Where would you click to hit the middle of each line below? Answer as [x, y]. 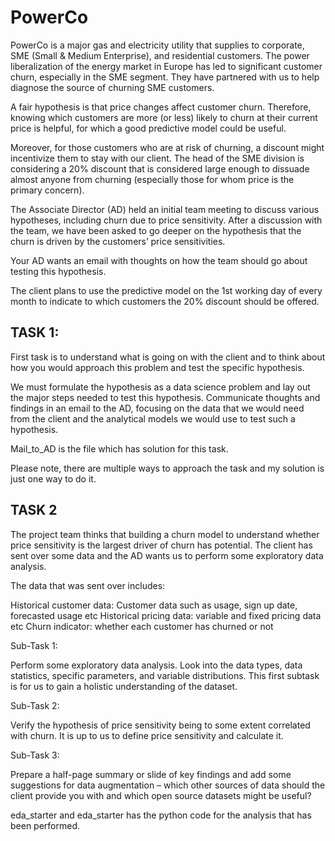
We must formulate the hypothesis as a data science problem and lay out [160, 387]
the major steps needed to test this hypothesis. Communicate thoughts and [165, 397]
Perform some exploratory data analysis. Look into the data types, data [156, 665]
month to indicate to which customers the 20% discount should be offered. [165, 301]
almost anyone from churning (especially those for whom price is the [152, 179]
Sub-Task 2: [35, 705]
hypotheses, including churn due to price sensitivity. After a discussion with [166, 220]
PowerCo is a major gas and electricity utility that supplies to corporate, [157, 45]
